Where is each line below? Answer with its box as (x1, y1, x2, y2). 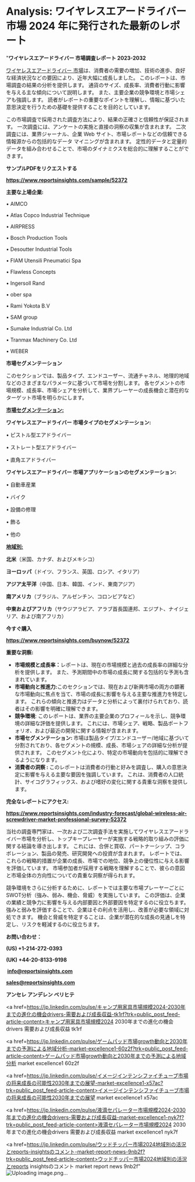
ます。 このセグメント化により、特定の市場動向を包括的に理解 (30, 749, 179, 756)
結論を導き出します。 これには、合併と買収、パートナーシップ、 (21, 842, 175, 849)
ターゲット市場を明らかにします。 (6, 394, 87, 401)
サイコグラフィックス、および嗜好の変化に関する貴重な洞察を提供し (24, 778, 188, 785)
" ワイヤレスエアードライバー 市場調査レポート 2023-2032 (6, 54, 147, 61)
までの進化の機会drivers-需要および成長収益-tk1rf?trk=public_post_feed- (6, 1011, 180, 1018)
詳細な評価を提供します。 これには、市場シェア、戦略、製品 (24, 719, 168, 726)
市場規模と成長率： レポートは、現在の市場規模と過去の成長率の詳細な (14, 661, 183, 668)
